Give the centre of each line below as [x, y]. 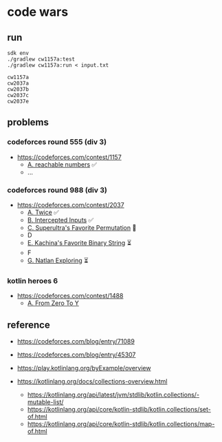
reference [29, 325]
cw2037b [18, 90]
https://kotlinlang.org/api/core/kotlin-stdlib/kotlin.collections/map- [121, 424]
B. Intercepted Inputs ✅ [60, 220]
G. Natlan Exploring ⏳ [58, 260]
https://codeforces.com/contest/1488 [70, 296]
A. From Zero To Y [53, 303]
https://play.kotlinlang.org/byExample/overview [84, 368]
